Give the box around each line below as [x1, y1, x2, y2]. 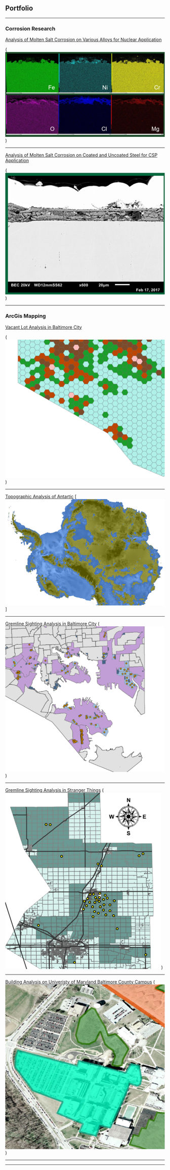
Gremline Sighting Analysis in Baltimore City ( [5, 620, 100, 627]
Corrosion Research [5, 25, 56, 32]
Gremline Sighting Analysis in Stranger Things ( [5, 787, 104, 793]
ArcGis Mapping [5, 312, 47, 319]
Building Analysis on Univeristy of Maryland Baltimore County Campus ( [5, 979, 155, 985]
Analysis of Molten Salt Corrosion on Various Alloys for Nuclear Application [5, 36, 162, 43]
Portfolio [5, 4, 33, 13]
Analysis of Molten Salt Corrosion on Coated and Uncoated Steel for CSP [5, 152, 158, 158]
